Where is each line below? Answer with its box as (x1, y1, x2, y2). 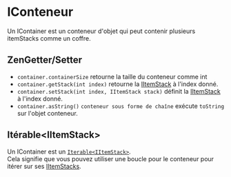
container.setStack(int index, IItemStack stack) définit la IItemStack (17, 87, 221, 95)
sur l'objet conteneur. (17, 109, 78, 117)
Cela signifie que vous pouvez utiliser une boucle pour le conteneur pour (7, 154, 214, 163)
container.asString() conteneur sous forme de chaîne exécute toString (17, 101, 225, 110)
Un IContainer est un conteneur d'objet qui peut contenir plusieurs (7, 27, 196, 35)
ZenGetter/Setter (7, 54, 83, 66)
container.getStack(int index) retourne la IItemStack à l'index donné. (17, 80, 219, 88)
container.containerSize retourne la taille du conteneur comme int (17, 72, 208, 81)
